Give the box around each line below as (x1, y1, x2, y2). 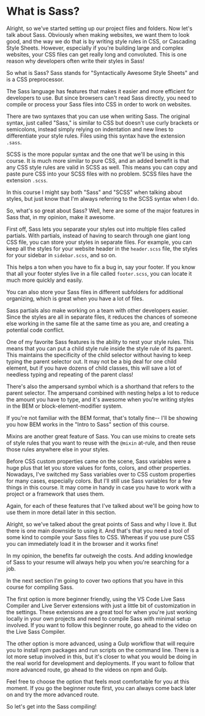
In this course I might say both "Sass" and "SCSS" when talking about (6, 189, 182, 196)
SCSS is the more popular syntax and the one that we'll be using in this (6, 150, 185, 158)
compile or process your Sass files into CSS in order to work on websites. (6, 100, 192, 108)
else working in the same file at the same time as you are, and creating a (6, 319, 189, 327)
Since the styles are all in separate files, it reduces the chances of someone (6, 313, 198, 321)
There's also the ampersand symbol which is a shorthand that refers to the (6, 383, 195, 390)
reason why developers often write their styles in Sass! (6, 57, 145, 64)
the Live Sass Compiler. (6, 628, 66, 635)
